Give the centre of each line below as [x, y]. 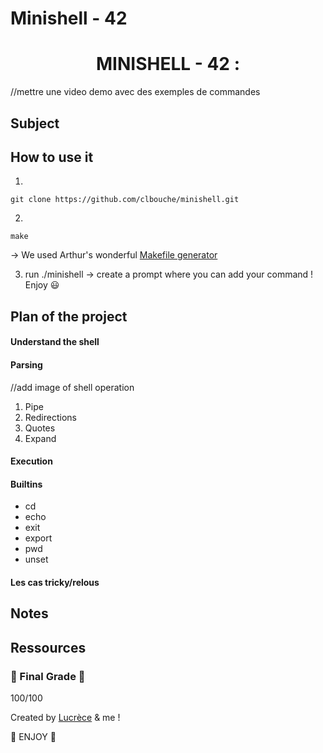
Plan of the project [69, 316]
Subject [35, 123]
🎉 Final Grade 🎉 [48, 676]
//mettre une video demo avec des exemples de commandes [135, 92]
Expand [40, 438]
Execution [31, 461]
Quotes [40, 428]
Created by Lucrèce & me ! [65, 717]
